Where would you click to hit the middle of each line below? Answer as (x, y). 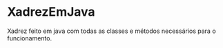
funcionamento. (30, 38)
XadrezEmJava (51, 12)
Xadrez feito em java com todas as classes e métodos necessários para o (111, 31)
